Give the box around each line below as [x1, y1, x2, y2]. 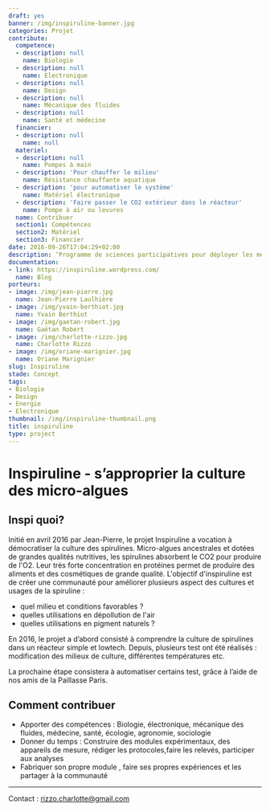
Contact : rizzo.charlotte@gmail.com [8, 794, 130, 804]
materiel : [15, 146, 48, 154]
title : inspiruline [8, 422, 74, 430]
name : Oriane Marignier [15, 355, 95, 364]
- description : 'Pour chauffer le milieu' [15, 169, 160, 177]
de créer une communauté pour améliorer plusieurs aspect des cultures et [8, 577, 255, 587]
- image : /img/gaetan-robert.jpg [8, 318, 121, 326]
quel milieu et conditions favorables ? [19, 601, 144, 611]
